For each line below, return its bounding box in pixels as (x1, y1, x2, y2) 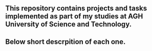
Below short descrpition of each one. (5, 37, 126, 46)
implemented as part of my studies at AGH (5, 12, 143, 21)
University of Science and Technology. (5, 20, 132, 29)
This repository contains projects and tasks (5, 4, 147, 13)
